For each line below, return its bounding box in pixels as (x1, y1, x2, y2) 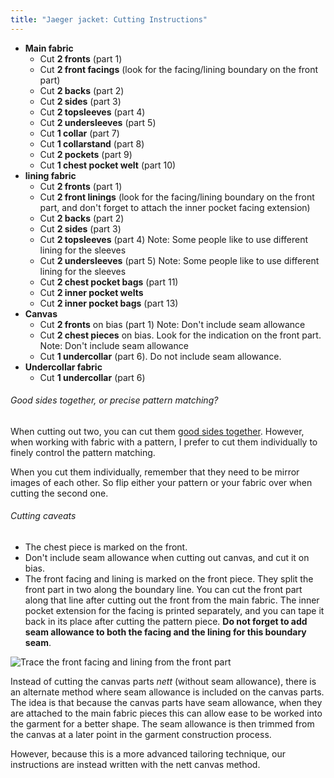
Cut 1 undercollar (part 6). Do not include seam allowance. (39, 350, 282, 362)
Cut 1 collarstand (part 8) (39, 137, 145, 150)
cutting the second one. (10, 487, 109, 499)
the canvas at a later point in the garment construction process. (10, 729, 272, 741)
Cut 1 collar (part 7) (39, 127, 120, 139)
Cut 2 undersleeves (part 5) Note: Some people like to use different (39, 254, 320, 266)
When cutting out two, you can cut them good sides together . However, (10, 425, 305, 437)
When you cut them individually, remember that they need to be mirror (10, 466, 300, 478)
